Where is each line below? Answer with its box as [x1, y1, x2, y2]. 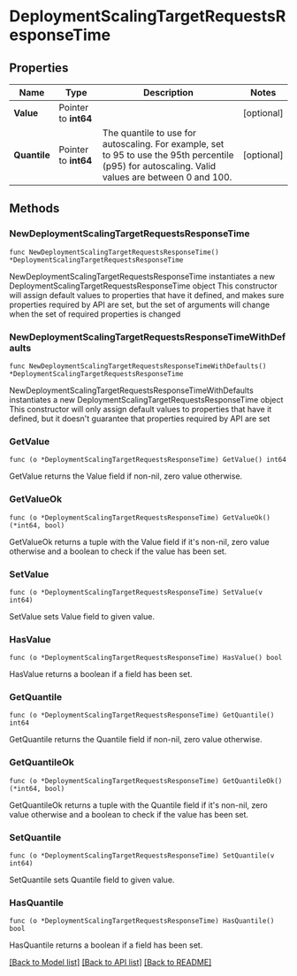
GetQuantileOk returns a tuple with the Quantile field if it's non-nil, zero [9, 799, 268, 811]
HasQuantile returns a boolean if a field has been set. [9, 940, 203, 950]
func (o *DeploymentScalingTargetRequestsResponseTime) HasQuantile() [9, 917, 275, 926]
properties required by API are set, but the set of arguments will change [9, 299, 270, 310]
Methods [9, 201, 60, 216]
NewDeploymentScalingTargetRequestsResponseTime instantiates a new [9, 271, 276, 281]
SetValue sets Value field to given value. [9, 611, 155, 621]
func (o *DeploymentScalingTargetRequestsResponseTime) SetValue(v [9, 588, 263, 596]
